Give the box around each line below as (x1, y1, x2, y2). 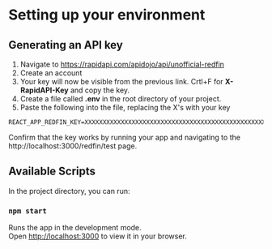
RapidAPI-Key (19, 85, 69, 95)
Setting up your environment (8, 6, 206, 24)
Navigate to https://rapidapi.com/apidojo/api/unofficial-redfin (19, 59, 225, 69)
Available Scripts (8, 165, 96, 178)
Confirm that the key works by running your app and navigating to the (8, 132, 241, 142)
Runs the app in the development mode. (8, 223, 142, 233)
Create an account (19, 68, 83, 78)
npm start (8, 206, 47, 216)
